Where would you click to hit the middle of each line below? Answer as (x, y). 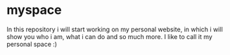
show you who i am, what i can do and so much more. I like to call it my (109, 36)
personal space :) (32, 44)
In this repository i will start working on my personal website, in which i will (115, 29)
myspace (34, 10)
